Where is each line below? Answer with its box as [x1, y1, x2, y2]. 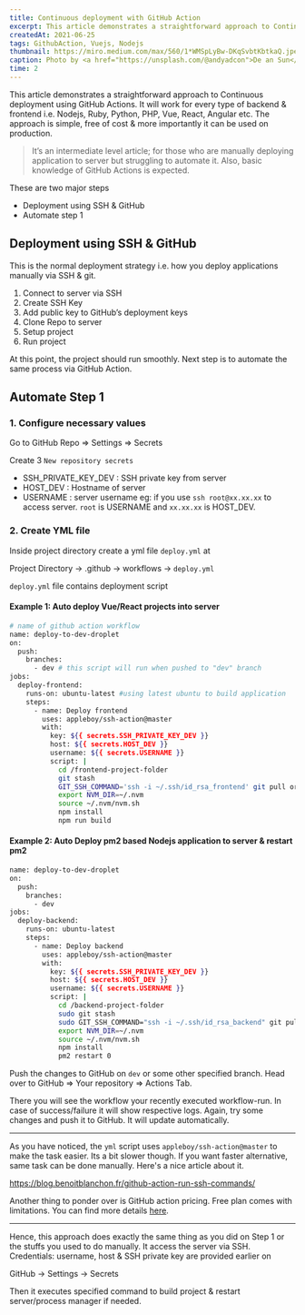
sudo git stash [57, 1009, 116, 1018]
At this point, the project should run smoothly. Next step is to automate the [9, 353, 288, 364]
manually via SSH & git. [9, 269, 97, 280]
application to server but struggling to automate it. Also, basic [31, 155, 263, 166]
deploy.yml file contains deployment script [9, 580, 168, 592]
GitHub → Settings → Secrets [9, 1269, 120, 1280]
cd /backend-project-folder [57, 1001, 165, 1010]
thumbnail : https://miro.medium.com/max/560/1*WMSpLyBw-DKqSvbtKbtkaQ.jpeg [9, 47, 302, 56]
